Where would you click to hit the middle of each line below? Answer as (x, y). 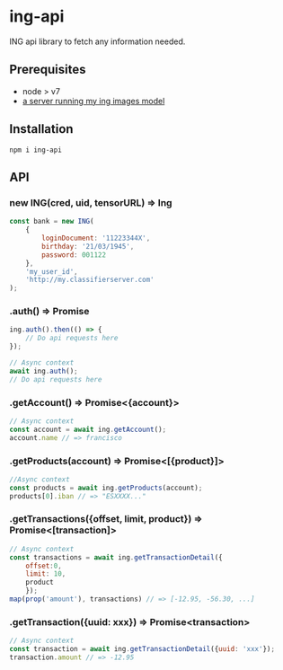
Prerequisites (48, 70)
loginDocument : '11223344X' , (96, 238)
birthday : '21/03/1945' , (88, 246)
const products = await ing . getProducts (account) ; (106, 488)
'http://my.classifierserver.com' (90, 280)
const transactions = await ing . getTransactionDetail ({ (116, 557)
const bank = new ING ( (52, 222)
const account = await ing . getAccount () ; (88, 429)
